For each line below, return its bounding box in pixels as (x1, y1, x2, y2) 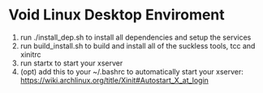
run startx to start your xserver (19, 58, 123, 68)
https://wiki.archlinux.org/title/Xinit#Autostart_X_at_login (19, 75, 209, 85)
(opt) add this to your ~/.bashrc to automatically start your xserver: (19, 66, 244, 76)
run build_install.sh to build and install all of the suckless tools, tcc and (19, 40, 256, 50)
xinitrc (19, 49, 42, 59)
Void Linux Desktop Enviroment (8, 6, 225, 24)
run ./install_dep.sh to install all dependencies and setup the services (19, 32, 252, 42)
